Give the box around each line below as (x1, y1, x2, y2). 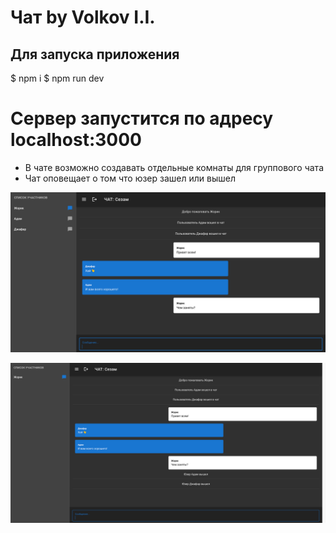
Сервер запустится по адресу (10, 107, 274, 130)
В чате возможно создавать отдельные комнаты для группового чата (24, 161, 324, 173)
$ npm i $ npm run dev (10, 72, 105, 84)
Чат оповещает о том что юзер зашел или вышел (24, 172, 236, 184)
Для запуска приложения (10, 46, 180, 63)
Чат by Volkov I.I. (10, 6, 156, 29)
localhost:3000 (10, 129, 142, 151)
